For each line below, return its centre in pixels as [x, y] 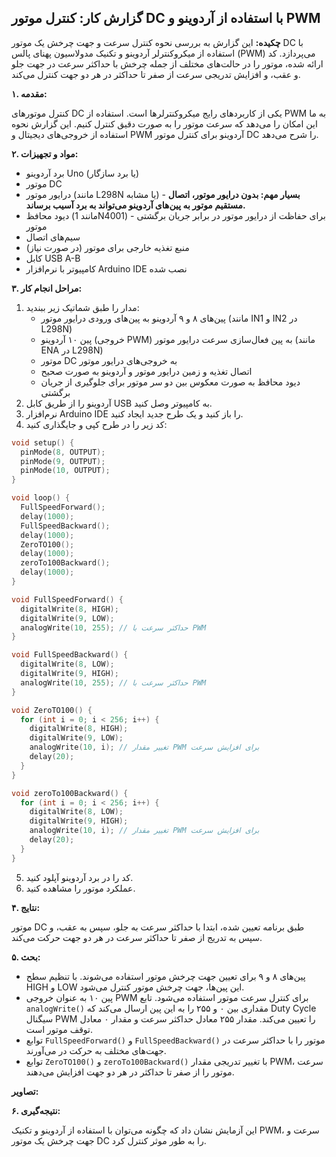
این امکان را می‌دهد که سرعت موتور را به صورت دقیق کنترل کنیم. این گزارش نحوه [164, 123]
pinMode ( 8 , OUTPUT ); [63, 452]
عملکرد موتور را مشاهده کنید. [80, 888]
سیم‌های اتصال [53, 237]
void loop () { [41, 498]
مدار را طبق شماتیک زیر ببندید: [82, 307]
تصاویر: [25, 1091]
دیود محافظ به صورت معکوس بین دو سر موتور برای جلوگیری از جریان [170, 382]
